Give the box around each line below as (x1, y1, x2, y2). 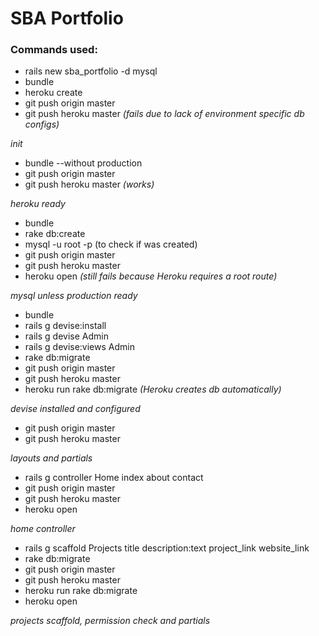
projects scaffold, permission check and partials (10, 615, 211, 627)
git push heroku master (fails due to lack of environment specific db (24, 108, 305, 120)
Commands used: (10, 43, 98, 57)
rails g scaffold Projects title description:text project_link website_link (24, 542, 310, 554)
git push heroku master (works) (24, 178, 155, 191)
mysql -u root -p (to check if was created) (24, 238, 198, 251)
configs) (24, 118, 60, 131)
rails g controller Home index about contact (24, 472, 204, 484)
